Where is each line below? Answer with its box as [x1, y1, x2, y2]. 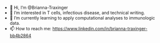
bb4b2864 [9, 33, 32, 39]
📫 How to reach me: [9, 26, 52, 31]
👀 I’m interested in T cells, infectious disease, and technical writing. [9, 10, 145, 16]
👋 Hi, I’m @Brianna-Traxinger [9, 5, 68, 10]
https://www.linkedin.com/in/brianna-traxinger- [52, 26, 148, 31]
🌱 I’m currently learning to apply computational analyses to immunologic [9, 15, 155, 21]
